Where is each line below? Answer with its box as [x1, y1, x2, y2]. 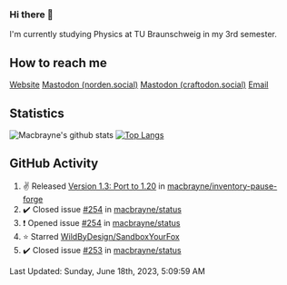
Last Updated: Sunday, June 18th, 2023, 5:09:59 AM [9, 265, 206, 276]
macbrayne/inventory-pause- [166, 181, 278, 192]
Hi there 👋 [9, 8, 54, 21]
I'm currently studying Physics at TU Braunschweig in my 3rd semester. [9, 29, 277, 40]
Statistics [9, 105, 65, 121]
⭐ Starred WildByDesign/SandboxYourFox [22, 231, 180, 241]
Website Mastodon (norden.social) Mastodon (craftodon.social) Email [9, 79, 269, 90]
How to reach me [9, 54, 107, 71]
